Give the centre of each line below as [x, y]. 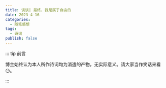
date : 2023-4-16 [22, 15]
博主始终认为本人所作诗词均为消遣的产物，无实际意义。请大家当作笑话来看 [83, 64]
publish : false [21, 39]
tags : [11, 29]
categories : [18, 19]
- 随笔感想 [20, 24]
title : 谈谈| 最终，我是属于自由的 [38, 10]
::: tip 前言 [16, 53]
